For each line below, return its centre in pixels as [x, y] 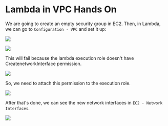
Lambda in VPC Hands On [61, 9]
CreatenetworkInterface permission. [44, 64]
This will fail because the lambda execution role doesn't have [70, 58]
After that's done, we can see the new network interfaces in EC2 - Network [84, 102]
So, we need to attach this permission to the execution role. [68, 83]
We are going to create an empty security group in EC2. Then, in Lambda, [83, 24]
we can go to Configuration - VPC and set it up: [56, 29]
